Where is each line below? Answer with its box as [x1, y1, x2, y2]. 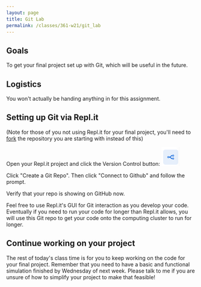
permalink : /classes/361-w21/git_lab [6, 22, 101, 28]
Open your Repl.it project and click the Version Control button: [6, 160, 161, 167]
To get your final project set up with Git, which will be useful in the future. [6, 61, 188, 69]
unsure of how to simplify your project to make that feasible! [6, 273, 155, 280]
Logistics [6, 79, 42, 89]
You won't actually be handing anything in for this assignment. [6, 95, 161, 102]
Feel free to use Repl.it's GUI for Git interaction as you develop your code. [6, 201, 189, 209]
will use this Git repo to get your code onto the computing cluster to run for [6, 214, 192, 221]
